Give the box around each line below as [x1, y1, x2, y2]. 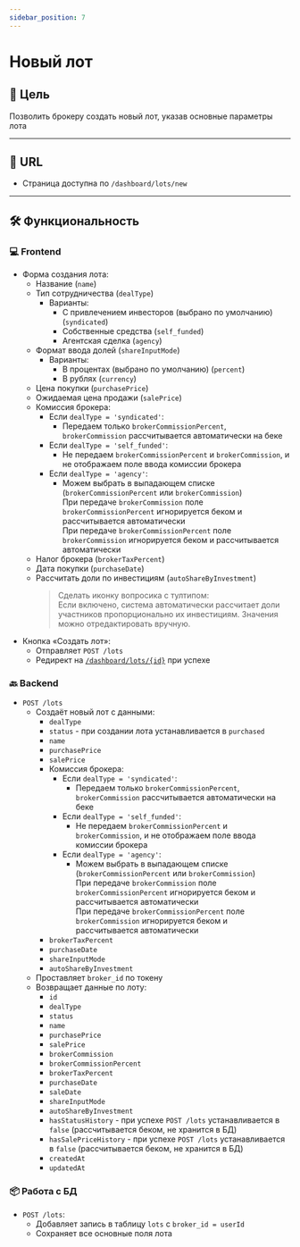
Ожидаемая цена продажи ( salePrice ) [35, 392, 183, 403]
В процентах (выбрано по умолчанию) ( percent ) [62, 364, 246, 375]
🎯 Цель [9, 87, 51, 103]
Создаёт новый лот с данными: [35, 707, 155, 717]
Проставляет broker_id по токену [35, 973, 163, 983]
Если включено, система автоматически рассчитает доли [57, 599, 280, 610]
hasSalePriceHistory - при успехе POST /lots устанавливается [48, 1134, 286, 1144]
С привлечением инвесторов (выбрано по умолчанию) [62, 307, 273, 318]
